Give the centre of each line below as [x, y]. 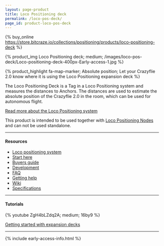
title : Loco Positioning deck [36, 14]
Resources [16, 141]
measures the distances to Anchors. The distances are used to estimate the [81, 91]
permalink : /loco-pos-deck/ [34, 19]
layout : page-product [27, 9]
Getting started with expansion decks [43, 224]
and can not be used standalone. [38, 126]
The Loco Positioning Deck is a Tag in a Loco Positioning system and [74, 86]
